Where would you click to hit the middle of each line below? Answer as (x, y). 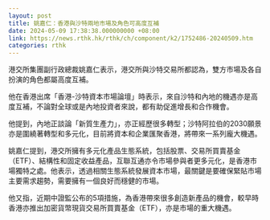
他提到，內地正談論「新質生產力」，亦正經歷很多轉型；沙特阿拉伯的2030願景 (135, 124)
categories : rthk (37, 46)
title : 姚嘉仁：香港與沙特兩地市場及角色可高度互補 (84, 23)
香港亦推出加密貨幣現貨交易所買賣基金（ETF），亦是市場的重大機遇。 (122, 208)
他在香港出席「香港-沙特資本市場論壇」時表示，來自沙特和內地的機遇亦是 (130, 96)
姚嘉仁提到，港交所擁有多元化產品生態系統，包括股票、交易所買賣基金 (125, 151)
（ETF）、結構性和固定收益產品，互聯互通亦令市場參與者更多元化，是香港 (129, 161)
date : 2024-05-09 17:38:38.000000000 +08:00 (84, 31)
